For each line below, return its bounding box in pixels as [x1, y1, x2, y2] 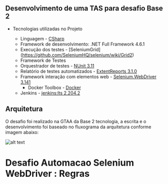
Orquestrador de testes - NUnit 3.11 [20, 62, 94, 68]
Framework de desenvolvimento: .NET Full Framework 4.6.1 [20, 41, 145, 47]
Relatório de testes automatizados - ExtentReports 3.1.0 [20, 68, 137, 74]
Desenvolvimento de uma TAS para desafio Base [5, 4, 163, 13]
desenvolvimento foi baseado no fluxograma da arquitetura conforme [5, 124, 152, 130]
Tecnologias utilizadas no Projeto [12, 26, 83, 32]
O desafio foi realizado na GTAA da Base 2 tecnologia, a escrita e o [5, 118, 147, 124]
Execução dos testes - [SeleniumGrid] [20, 46, 101, 53]
